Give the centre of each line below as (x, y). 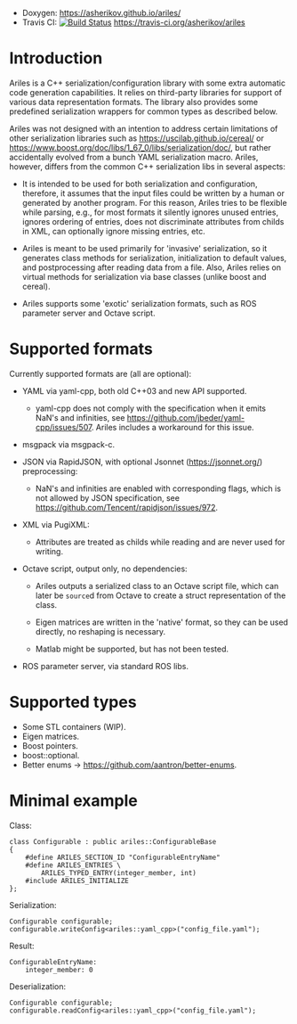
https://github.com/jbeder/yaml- (186, 417)
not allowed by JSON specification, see (108, 497)
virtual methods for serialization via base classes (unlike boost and (144, 276)
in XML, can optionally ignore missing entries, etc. (114, 231)
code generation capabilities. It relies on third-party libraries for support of (146, 92)
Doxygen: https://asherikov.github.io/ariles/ (101, 13)
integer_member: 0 (59, 970)
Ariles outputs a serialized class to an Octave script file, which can (157, 586)
